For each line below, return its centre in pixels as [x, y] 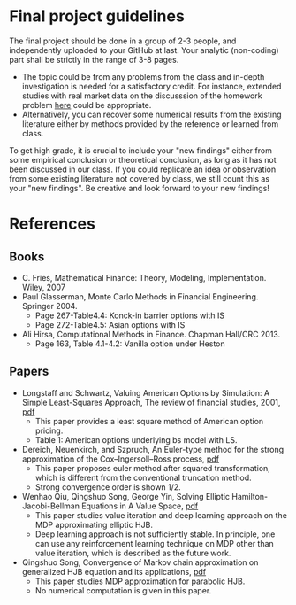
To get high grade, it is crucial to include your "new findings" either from [140, 150]
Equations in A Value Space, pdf [140, 506]
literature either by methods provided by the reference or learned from [150, 124]
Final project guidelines [97, 16]
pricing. [49, 430]
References [52, 224]
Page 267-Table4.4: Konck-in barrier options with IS [130, 315]
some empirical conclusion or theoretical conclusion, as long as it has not [143, 159]
